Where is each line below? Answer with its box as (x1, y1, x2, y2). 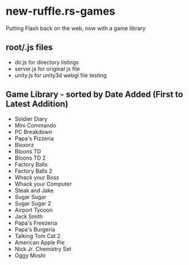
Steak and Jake (14, 187, 54, 194)
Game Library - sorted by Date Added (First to (6, 89, 183, 100)
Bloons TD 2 (14, 154, 46, 162)
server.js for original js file (14, 65, 80, 72)
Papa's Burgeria (14, 225, 56, 233)
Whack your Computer (14, 180, 72, 187)
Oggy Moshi (14, 252, 46, 259)
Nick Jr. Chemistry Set (14, 245, 72, 252)
